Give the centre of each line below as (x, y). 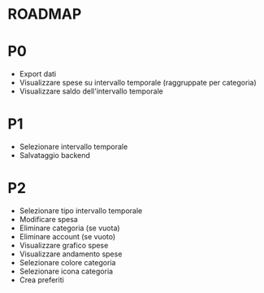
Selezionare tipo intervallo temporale (81, 211)
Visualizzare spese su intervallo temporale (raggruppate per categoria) (138, 83)
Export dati (38, 74)
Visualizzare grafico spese (64, 245)
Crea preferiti (41, 280)
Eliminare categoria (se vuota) (69, 228)
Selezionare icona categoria (66, 271)
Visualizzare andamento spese (71, 254)
